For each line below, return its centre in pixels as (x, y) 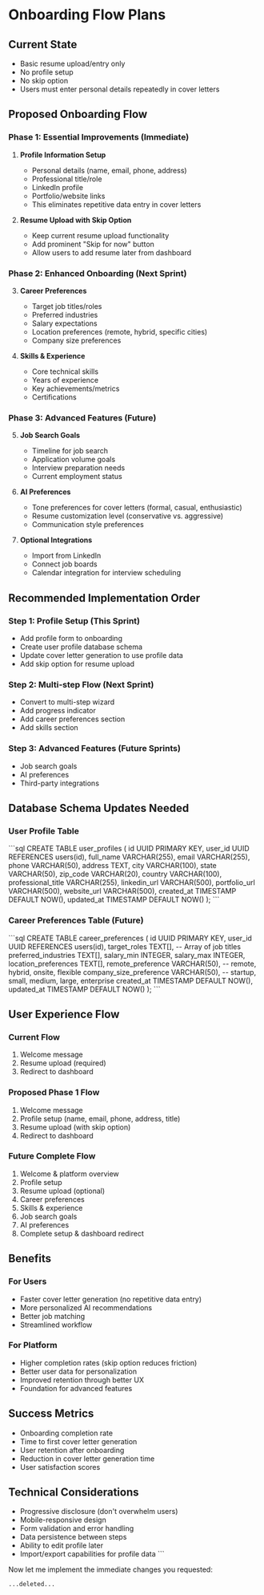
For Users (28, 1281)
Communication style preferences (88, 525)
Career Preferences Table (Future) (76, 920)
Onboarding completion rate (66, 1433)
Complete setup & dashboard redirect (82, 1233)
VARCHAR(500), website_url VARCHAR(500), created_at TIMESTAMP (122, 891)
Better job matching (52, 1316)
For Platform (33, 1345)
